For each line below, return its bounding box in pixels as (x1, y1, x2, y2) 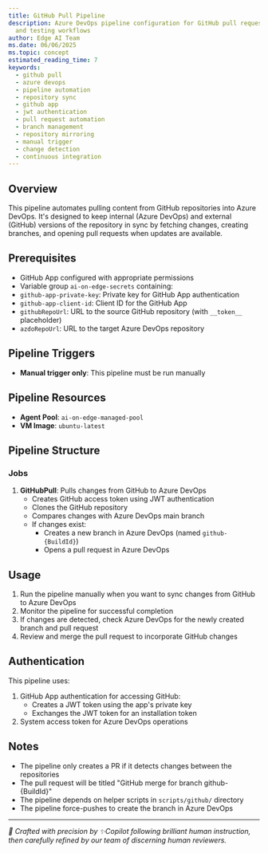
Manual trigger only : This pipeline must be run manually (19, 368, 206, 377)
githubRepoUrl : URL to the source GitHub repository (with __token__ (19, 306, 242, 316)
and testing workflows (15, 26, 91, 34)
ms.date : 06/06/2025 (8, 41, 77, 49)
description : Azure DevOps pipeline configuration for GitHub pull (8, 19, 238, 27)
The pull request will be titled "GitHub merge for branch (19, 778, 203, 788)
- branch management (15, 123, 84, 131)
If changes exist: (31, 520, 86, 529)
